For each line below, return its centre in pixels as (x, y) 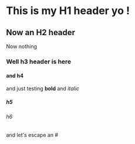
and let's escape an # (32, 135)
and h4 (15, 76)
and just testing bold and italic (43, 88)
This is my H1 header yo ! (68, 11)
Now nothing (21, 46)
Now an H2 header (41, 32)
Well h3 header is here (39, 61)
